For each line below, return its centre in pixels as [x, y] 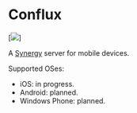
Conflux [35, 15]
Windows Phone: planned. [62, 100]
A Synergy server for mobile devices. [69, 53]
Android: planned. [49, 92]
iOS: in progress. [47, 84]
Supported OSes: [36, 68]
